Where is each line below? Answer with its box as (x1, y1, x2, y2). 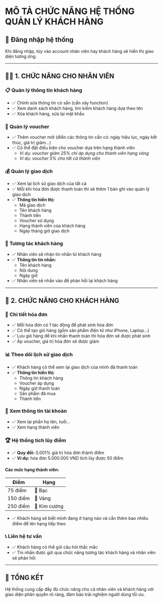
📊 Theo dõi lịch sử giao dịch (5, 351, 73, 358)
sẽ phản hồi (12, 555, 36, 561)
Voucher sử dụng (19, 217, 54, 224)
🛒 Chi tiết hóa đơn (5, 311, 48, 318)
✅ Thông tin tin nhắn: (12, 256, 56, 263)
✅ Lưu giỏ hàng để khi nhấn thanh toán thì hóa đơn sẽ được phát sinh (12, 333, 151, 339)
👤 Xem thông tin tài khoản (5, 408, 67, 415)
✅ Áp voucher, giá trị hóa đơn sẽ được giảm (12, 338, 99, 344)
